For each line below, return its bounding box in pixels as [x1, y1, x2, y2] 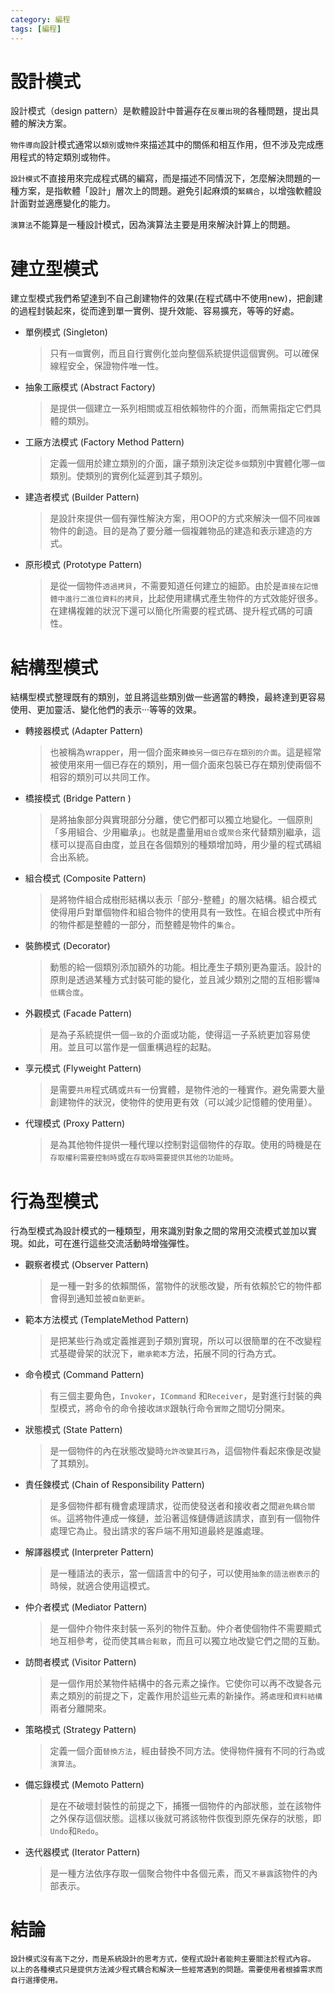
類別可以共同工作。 [76, 771, 156, 783]
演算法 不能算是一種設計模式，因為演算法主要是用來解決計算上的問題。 [10, 219, 296, 231]
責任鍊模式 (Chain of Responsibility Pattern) [24, 1479, 205, 1491]
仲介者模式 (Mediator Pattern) [24, 1601, 148, 1613]
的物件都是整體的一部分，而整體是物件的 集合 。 [49, 919, 241, 931]
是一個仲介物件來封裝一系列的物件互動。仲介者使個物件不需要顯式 [49, 1622, 322, 1635]
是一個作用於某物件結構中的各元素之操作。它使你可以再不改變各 [49, 1677, 313, 1690]
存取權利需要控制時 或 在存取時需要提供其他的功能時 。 [49, 1151, 240, 1163]
